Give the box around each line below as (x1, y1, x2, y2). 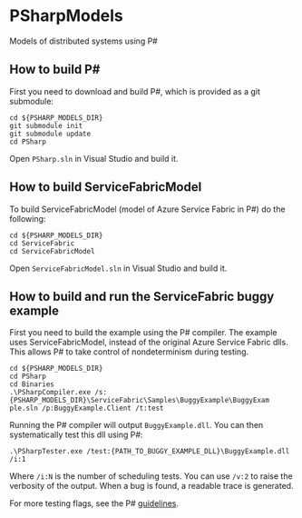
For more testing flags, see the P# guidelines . (9, 498, 180, 509)
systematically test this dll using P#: (9, 429, 143, 441)
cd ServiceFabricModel (9, 246, 95, 255)
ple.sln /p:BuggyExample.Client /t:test (9, 403, 165, 413)
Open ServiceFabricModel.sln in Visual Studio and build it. (9, 263, 228, 274)
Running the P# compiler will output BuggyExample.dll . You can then (9, 420, 264, 431)
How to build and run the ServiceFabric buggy (9, 288, 275, 304)
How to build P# (9, 62, 101, 77)
